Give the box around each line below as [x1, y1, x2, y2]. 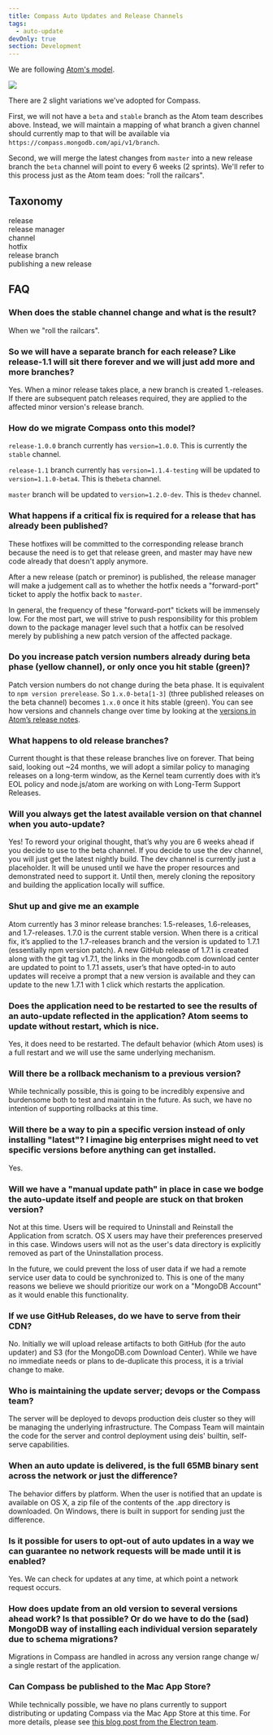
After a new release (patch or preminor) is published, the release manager [8, 572, 256, 582]
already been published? [8, 520, 108, 532]
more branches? [8, 366, 75, 377]
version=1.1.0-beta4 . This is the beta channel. [8, 474, 162, 484]
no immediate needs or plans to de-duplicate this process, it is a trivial [8, 1356, 244, 1366]
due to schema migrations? [8, 1634, 119, 1645]
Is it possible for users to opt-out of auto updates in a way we [8, 1535, 254, 1546]
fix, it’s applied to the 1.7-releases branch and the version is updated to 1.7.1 [8, 936, 260, 946]
